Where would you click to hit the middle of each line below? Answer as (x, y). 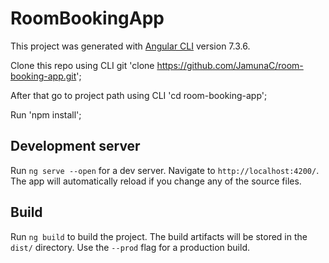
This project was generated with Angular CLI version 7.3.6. (130, 46)
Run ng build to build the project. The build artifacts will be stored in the (159, 236)
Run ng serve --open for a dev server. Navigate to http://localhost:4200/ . (165, 170)
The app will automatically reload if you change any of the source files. (156, 181)
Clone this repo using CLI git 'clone (82, 65)
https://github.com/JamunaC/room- (230, 65)
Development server (75, 146)
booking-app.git (43, 76)
